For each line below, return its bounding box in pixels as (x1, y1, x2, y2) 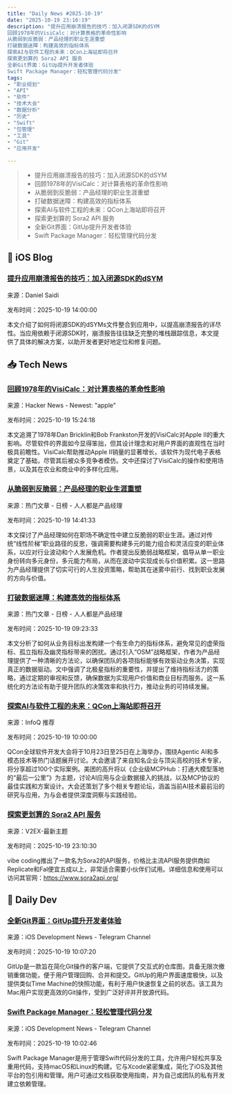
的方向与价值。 (7, 574, 50, 582)
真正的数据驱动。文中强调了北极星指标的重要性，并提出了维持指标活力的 (7, 665, 213, 673)
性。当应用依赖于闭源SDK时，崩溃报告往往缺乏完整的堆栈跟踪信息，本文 (7, 329, 213, 337)
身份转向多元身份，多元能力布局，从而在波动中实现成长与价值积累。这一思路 (7, 556, 225, 565)
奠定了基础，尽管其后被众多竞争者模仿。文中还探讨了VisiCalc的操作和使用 (7, 457, 218, 465)
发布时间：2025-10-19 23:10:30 (7, 841, 97, 850)
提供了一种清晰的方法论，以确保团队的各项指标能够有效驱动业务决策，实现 (12, 656, 225, 664)
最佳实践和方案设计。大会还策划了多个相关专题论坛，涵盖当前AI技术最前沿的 (7, 782, 225, 791)
